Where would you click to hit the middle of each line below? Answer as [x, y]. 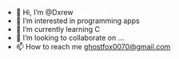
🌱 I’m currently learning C [58, 29]
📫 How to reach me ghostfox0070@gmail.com [93, 47]
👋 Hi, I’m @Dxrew [44, 12]
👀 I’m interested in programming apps [78, 21]
